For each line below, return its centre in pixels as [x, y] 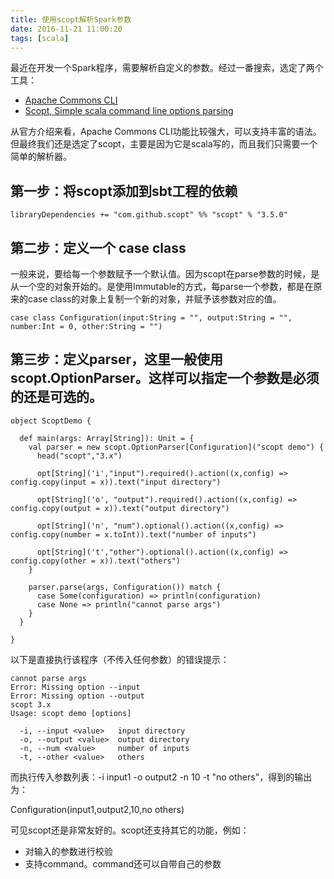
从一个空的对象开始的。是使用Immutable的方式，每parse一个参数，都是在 [162, 286]
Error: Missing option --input [75, 687]
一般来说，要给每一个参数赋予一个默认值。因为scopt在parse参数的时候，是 [165, 274]
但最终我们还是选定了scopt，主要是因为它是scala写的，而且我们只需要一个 [164, 144]
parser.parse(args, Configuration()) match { [125, 587]
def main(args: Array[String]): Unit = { [107, 438]
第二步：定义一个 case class [98, 247]
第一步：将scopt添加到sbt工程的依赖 [124, 191]
